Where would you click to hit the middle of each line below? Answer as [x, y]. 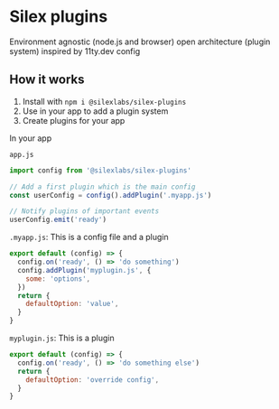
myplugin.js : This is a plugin [62, 338]
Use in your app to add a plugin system [95, 111]
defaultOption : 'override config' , [93, 380]
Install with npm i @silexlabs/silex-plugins [104, 101]
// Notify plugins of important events [84, 211]
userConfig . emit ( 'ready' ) [58, 220]
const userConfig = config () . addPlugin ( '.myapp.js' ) [111, 195]
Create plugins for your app [74, 120]
